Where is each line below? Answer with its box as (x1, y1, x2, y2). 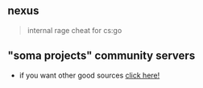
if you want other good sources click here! (19, 70, 160, 80)
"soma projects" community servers (7, 49, 196, 63)
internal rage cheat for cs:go (27, 25, 122, 35)
